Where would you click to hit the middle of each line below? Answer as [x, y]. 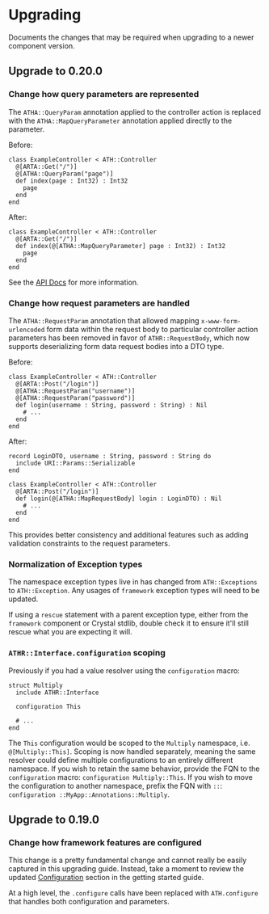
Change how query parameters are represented [104, 95]
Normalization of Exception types [76, 564]
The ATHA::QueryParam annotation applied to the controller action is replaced [134, 112]
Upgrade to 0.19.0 [54, 819]
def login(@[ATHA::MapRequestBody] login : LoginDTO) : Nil [119, 499]
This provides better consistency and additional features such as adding [128, 534]
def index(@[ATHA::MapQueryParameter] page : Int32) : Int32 [121, 246]
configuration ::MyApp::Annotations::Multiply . [89, 794]
